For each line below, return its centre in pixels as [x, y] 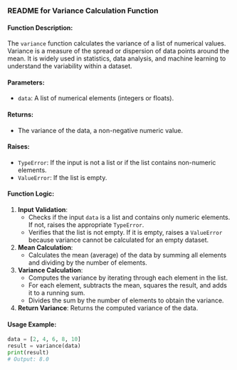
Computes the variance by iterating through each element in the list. [128, 277]
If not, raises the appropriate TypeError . [86, 224]
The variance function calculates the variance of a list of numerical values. [117, 43]
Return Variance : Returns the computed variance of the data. [108, 307]
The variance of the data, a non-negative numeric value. [100, 130]
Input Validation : [42, 209]
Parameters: [26, 82]
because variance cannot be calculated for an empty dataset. [118, 240]
